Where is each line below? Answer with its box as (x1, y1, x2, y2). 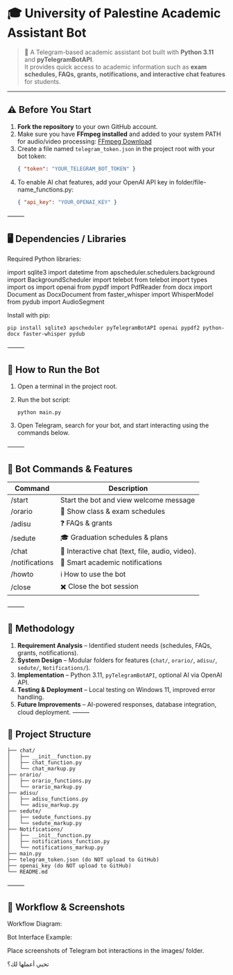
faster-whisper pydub (22, 331, 85, 338)
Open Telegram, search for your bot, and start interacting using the (17, 421, 209, 430)
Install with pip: (7, 311, 51, 320)
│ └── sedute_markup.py (7, 820, 82, 827)
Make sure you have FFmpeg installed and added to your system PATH (17, 130, 221, 138)
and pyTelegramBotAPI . (24, 55, 94, 63)
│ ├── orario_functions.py (7, 777, 92, 784)
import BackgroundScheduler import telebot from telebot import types (7, 275, 208, 284)
